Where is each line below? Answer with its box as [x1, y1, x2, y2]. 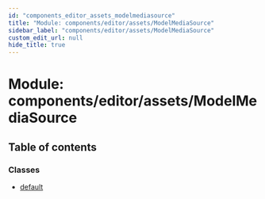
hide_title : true [8, 41, 66, 49]
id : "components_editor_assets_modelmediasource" [8, 11, 176, 20]
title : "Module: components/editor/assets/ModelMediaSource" [8, 19, 215, 27]
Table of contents [8, 140, 97, 154]
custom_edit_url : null [8, 33, 83, 42]
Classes [8, 164, 40, 175]
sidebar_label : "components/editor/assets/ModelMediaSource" [8, 26, 215, 34]
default [19, 182, 44, 191]
